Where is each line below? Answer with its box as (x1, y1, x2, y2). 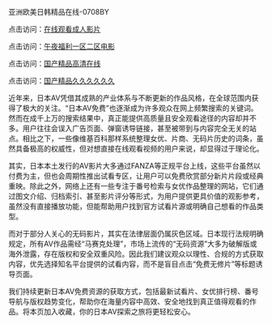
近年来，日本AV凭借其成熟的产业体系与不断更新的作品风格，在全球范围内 (8, 93, 253, 103)
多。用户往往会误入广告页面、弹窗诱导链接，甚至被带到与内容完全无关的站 (8, 124, 257, 133)
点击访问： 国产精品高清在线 (8, 59, 101, 68)
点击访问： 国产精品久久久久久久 (8, 76, 115, 85)
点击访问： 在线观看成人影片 (8, 24, 101, 34)
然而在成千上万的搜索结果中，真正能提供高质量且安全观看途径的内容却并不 (8, 113, 257, 123)
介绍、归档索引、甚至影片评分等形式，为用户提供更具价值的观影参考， (29, 191, 264, 201)
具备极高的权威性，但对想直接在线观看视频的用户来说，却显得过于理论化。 (15, 144, 264, 153)
